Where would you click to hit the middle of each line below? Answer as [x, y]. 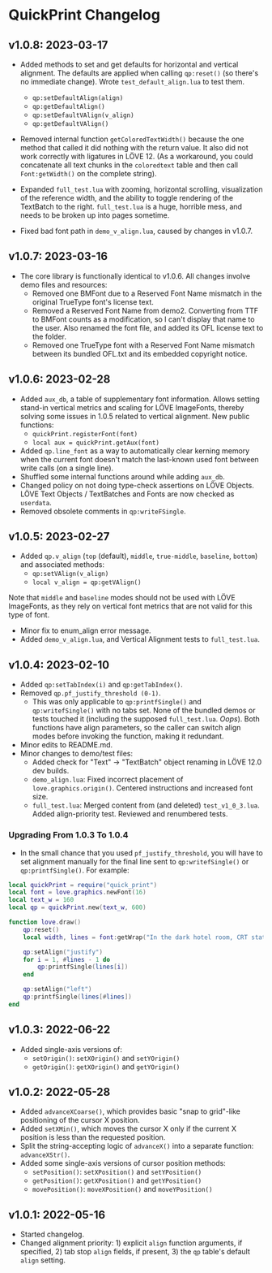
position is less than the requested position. [93, 1137]
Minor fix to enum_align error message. [85, 630]
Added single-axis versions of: [71, 1049]
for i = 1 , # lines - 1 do [67, 959]
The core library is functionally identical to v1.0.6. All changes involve [135, 276]
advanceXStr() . [45, 1154]
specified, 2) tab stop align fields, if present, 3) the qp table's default [135, 1252]
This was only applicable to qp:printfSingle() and [117, 702]
